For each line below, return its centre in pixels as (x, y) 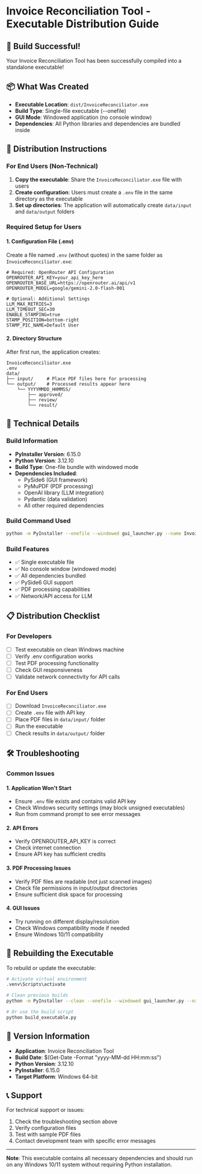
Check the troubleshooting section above (66, 1121)
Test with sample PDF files (48, 1134)
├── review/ (43, 400)
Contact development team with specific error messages (85, 1141)
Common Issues (31, 773)
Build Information (32, 441)
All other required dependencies (64, 505)
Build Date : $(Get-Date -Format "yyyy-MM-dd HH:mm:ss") (88, 1057)
